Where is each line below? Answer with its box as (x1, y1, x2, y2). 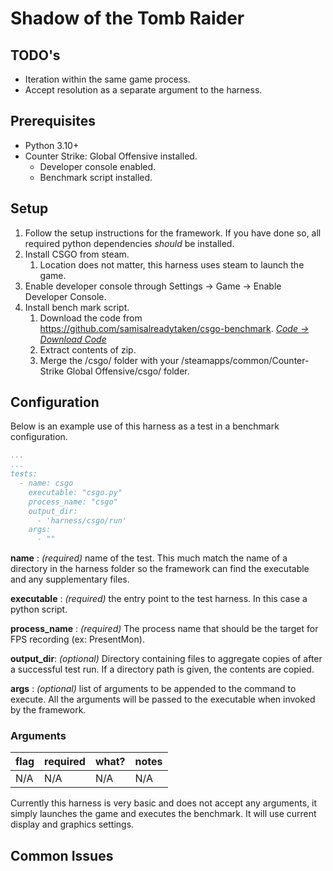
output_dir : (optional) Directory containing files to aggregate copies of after (10, 653, 323, 665)
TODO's (10, 47, 61, 64)
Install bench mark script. (24, 301, 130, 313)
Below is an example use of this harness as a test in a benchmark (10, 420, 280, 432)
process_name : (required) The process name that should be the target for (10, 623, 319, 635)
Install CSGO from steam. (24, 248, 130, 260)
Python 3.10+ (24, 139, 80, 151)
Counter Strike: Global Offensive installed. (24, 150, 198, 162)
